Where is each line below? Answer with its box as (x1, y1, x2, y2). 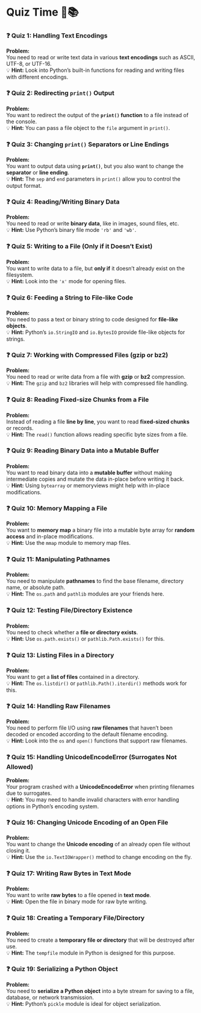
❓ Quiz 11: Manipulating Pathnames (6, 555, 110, 564)
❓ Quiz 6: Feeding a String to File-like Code (6, 293, 134, 301)
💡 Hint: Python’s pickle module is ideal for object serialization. (6, 1000, 161, 1007)
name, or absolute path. (6, 584, 66, 591)
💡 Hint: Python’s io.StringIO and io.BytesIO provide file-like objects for (6, 328, 185, 336)
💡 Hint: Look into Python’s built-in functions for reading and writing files (6, 66, 185, 74)
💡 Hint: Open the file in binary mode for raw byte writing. (6, 898, 147, 905)
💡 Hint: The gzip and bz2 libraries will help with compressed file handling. (6, 379, 188, 387)
